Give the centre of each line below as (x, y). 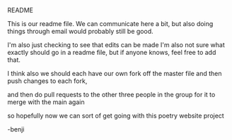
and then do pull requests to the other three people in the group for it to (111, 95)
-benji (16, 129)
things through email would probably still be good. (80, 31)
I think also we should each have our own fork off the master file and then (115, 74)
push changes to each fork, (47, 81)
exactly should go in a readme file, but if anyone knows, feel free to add (112, 52)
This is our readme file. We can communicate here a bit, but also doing (110, 24)
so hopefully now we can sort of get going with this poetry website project (116, 116)
